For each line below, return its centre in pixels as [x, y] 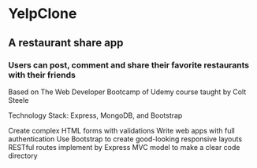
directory [23, 155]
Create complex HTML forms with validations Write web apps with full [121, 130]
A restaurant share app [66, 43]
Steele [19, 100]
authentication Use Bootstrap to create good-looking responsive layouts [125, 139]
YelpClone [43, 14]
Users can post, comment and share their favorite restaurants [129, 65]
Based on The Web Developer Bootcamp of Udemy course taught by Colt [127, 92]
